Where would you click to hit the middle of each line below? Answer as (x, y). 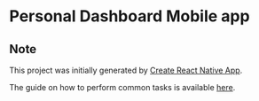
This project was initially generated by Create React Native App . (126, 70)
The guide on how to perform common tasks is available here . (122, 87)
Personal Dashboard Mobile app (129, 16)
